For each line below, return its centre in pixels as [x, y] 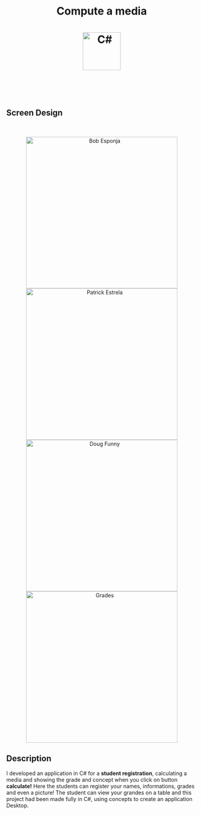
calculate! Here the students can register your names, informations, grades [100, 786]
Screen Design [35, 112]
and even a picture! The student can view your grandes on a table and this [99, 793]
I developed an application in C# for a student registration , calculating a [97, 773]
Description [29, 759]
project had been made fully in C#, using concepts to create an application [99, 799]
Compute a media [102, 11]
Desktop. [18, 805]
